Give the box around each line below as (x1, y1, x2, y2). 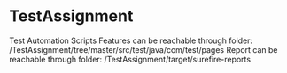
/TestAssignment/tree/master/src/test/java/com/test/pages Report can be (9, 44, 278, 55)
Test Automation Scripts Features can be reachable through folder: (9, 35, 253, 46)
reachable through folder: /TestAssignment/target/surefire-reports (9, 54, 251, 64)
